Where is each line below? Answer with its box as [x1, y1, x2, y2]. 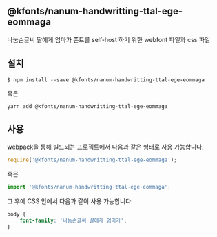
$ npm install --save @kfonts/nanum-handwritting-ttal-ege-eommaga [7, 76, 205, 83]
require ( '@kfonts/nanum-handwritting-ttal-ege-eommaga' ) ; [7, 156, 177, 164]
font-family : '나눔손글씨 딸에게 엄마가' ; [19, 217, 127, 225]
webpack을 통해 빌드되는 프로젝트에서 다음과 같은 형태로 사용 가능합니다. [7, 143, 205, 151]
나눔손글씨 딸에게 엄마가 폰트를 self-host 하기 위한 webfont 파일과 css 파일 [7, 35, 211, 43]
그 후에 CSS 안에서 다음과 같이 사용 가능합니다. [7, 197, 133, 205]
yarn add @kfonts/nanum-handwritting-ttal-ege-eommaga [7, 103, 168, 110]
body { [7, 211, 26, 218]
